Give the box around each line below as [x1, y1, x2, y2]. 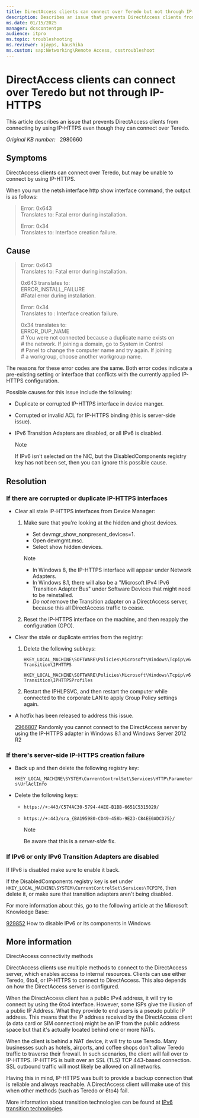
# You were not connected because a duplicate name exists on [20, 334, 175, 341]
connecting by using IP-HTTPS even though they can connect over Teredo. [6, 124, 190, 131]
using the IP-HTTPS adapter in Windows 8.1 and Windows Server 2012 [14, 730, 187, 737]
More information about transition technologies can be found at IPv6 [6, 1098, 173, 1106]
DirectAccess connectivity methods [6, 953, 94, 960]
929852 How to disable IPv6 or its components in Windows [6, 919, 151, 927]
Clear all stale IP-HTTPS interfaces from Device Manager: [14, 508, 156, 514]
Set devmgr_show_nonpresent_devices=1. [32, 530, 135, 538]
